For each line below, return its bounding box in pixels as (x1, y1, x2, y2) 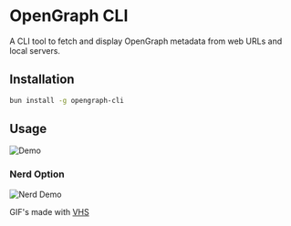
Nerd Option (9, 168, 66, 180)
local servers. (9, 45, 61, 56)
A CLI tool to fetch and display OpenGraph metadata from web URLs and (9, 36, 283, 46)
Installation (9, 72, 75, 87)
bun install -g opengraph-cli (9, 96, 125, 105)
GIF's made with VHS (9, 206, 89, 217)
